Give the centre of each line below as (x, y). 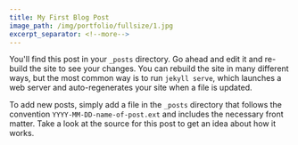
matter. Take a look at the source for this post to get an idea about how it (143, 124)
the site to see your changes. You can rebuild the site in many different (159, 68)
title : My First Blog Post (59, 17)
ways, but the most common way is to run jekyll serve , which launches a (145, 78)
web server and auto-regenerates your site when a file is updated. (131, 88)
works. (22, 133)
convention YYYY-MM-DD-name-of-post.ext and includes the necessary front (146, 114)
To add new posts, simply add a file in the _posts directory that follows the (146, 105)
